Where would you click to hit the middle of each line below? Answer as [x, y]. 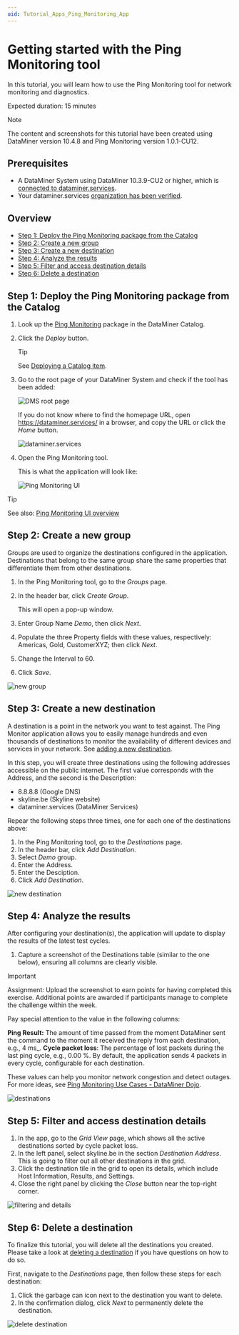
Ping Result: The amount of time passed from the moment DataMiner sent [117, 1033]
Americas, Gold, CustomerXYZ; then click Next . [87, 644]
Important [22, 976]
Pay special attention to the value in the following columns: [94, 1019]
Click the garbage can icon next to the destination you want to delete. [120, 1295]
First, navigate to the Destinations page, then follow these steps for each [114, 1274]
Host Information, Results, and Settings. [76, 1176]
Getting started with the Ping [95, 49]
